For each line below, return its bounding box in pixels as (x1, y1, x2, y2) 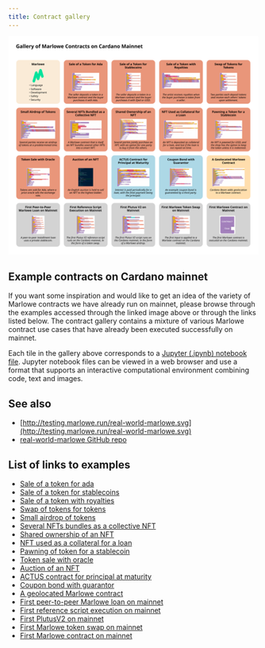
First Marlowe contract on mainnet (19, 631, 132, 641)
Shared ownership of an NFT (19, 530, 114, 539)
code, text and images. (8, 374, 83, 384)
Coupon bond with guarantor (19, 580, 115, 590)
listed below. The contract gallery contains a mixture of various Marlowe (8, 316, 244, 326)
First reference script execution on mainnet (19, 606, 161, 615)
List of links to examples (8, 457, 131, 472)
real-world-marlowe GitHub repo (19, 435, 127, 445)
